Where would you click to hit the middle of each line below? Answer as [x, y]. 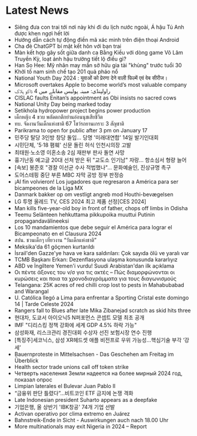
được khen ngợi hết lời [42, 33]
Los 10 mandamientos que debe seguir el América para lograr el [93, 227]
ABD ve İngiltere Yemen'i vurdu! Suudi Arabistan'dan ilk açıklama [94, 266]
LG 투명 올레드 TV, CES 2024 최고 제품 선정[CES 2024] [80, 201]
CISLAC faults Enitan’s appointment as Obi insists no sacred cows [95, 98]
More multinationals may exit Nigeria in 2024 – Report [81, 426]
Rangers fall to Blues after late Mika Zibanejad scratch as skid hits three [102, 310]
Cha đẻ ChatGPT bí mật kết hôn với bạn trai [68, 46]
